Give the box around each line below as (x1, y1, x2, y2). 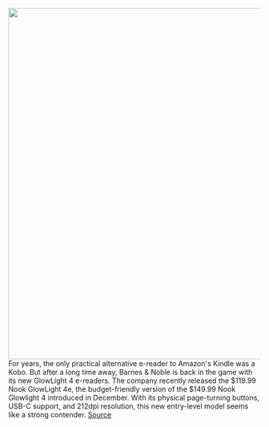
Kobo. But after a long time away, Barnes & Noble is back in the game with (8, 368, 253, 376)
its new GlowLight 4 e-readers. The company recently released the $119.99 (8, 376, 256, 385)
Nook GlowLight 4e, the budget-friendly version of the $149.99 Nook (8, 384, 236, 393)
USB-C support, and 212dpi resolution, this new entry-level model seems (8, 401, 249, 411)
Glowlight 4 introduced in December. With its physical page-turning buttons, (8, 393, 260, 402)
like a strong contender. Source (8, 410, 112, 419)
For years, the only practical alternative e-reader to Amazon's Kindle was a (8, 359, 255, 368)
